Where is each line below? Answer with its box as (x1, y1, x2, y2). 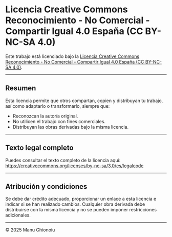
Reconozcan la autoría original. (12, 113, 78, 119)
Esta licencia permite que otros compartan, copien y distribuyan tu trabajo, (5, 97, 163, 104)
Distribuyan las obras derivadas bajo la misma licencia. (12, 124, 129, 130)
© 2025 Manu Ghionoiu (5, 227, 55, 233)
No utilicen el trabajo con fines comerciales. (12, 118, 106, 124)
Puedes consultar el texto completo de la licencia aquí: (5, 157, 121, 163)
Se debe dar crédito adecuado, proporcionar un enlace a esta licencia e (5, 196, 157, 202)
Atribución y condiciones (5, 182, 88, 191)
